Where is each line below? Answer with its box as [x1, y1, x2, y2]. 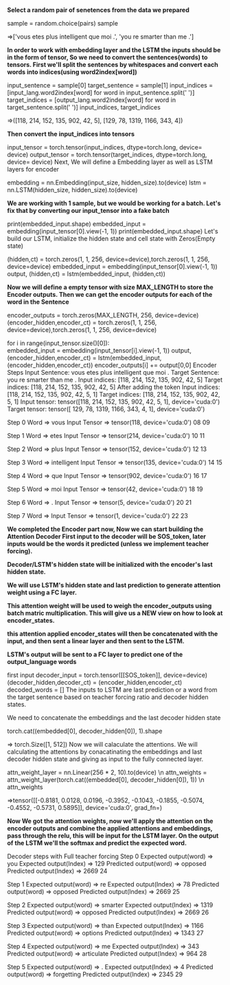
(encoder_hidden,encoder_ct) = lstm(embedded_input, [7, 354, 162, 362]
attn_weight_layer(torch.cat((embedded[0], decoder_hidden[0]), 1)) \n [7, 776, 205, 784]
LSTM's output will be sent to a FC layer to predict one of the [7, 650, 183, 659]
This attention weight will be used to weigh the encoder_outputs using [7, 602, 212, 610]
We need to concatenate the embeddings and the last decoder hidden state [7, 714, 221, 722]
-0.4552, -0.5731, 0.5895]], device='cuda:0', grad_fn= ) [7, 804, 163, 811]
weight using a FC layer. [7, 588, 78, 597]
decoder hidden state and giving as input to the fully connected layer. [7, 755, 204, 763]
